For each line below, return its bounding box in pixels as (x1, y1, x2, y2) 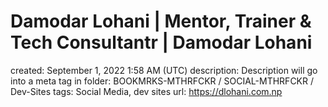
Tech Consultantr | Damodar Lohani (10, 31, 313, 54)
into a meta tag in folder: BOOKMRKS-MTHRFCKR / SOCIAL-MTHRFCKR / (10, 75, 315, 87)
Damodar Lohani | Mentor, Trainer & (10, 10, 312, 33)
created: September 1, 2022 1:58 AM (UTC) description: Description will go (10, 64, 318, 76)
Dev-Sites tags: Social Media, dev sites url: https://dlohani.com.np (10, 85, 283, 97)
